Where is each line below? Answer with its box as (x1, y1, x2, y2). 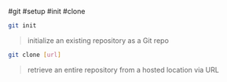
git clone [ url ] (8, 51, 61, 59)
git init (8, 22, 37, 30)
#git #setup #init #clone (8, 7, 86, 16)
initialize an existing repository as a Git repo (27, 35, 169, 45)
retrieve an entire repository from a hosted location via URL (27, 65, 220, 74)
